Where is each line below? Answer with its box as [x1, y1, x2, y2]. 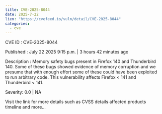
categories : [5, 21, 30, 26]
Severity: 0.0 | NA [5, 89, 41, 95]
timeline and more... [5, 104, 46, 110]
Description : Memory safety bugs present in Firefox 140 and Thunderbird [5, 58, 156, 64]
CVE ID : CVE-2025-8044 [5, 39, 58, 45]
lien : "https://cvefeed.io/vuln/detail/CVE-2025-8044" [5, 16, 121, 21]
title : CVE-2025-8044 [5, 7, 50, 12]
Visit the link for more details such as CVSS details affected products [5, 99, 146, 105]
